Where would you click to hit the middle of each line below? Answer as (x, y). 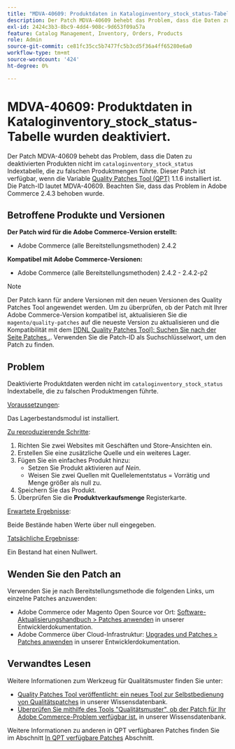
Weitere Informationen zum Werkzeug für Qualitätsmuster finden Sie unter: (115, 680)
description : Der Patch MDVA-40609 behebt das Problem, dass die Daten (114, 20)
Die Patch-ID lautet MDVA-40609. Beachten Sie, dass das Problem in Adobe (117, 186)
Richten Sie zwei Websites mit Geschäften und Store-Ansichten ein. (115, 445)
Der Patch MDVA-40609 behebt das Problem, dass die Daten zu (100, 156)
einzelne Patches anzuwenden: (52, 598)
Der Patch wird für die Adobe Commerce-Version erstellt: (92, 232)
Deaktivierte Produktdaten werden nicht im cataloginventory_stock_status (115, 384)
